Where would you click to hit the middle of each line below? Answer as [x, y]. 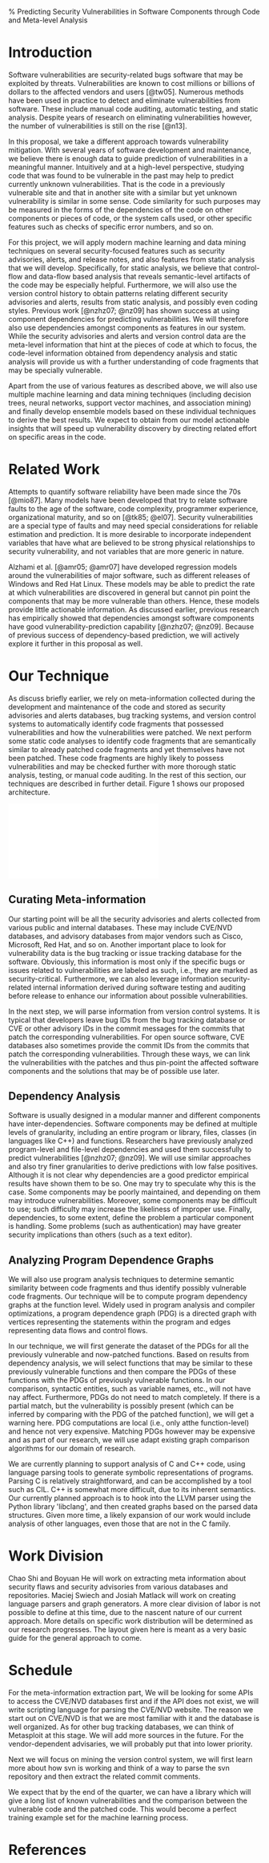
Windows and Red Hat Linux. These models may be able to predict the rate [132, 584]
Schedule [41, 1671]
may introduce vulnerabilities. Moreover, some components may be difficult [133, 1201]
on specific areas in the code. [57, 437]
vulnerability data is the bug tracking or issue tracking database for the [125, 953]
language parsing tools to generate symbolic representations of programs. [131, 1473]
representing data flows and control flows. [78, 1331]
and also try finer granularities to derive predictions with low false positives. [133, 1166]
